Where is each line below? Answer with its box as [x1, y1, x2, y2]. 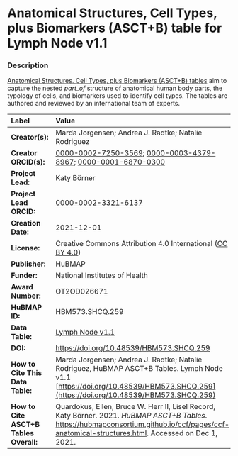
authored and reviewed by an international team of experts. [7, 99, 181, 108]
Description [7, 60, 49, 70]
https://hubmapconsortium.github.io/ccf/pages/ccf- [55, 420, 230, 430]
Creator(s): [11, 133, 49, 143]
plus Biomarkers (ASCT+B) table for [7, 20, 222, 36]
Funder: [11, 271, 38, 281]
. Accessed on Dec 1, [146, 428, 218, 438]
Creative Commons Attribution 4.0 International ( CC [55, 239, 228, 249]
